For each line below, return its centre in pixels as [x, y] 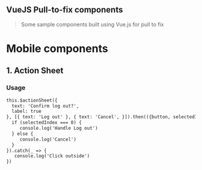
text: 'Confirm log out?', [45, 106]
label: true [27, 111]
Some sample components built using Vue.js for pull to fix [92, 24]
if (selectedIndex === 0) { [47, 123]
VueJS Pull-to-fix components [65, 10]
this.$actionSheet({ [32, 100]
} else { [23, 134]
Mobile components [57, 49]
